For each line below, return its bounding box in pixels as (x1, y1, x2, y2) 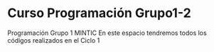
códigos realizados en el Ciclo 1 (7, 36, 100, 44)
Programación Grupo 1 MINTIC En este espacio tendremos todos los (7, 28, 208, 37)
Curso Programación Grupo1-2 (7, 5, 192, 21)
